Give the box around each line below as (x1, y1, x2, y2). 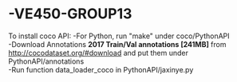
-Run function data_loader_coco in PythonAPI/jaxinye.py (8, 64, 194, 74)
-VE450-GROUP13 (8, 5, 132, 23)
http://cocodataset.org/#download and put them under (8, 48, 189, 57)
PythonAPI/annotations (8, 57, 85, 66)
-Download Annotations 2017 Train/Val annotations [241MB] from (8, 39, 227, 49)
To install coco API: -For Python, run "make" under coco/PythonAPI (8, 31, 230, 41)
